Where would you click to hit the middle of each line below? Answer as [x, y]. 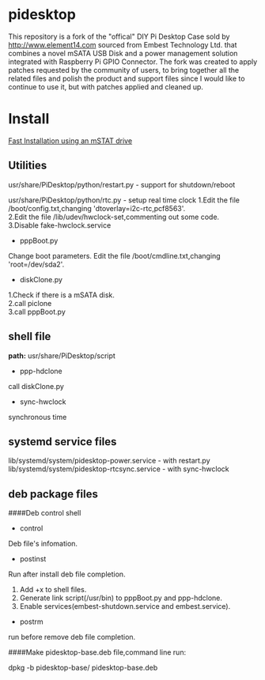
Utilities [28, 166]
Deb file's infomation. [43, 544]
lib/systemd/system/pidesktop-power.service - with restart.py [110, 461]
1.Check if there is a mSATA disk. [61, 295]
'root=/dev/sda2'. [36, 264]
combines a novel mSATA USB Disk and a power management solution [123, 53]
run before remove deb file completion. [72, 637]
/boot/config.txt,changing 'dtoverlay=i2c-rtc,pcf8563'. [97, 208]
